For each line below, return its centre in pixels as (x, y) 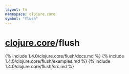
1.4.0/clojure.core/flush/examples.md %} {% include (58, 61)
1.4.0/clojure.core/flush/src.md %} (40, 67)
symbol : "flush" (21, 18)
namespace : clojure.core (30, 14)
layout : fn (16, 9)
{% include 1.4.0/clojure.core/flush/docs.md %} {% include (64, 56)
